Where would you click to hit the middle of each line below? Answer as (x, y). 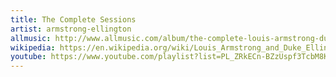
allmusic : (31, 38)
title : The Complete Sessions (73, 19)
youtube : (28, 57)
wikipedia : (33, 47)
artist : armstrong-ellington (71, 29)
